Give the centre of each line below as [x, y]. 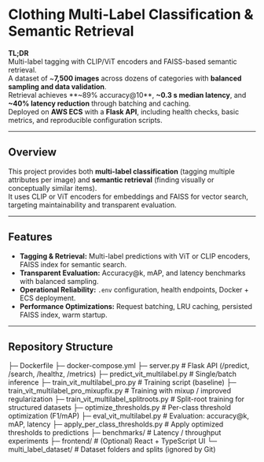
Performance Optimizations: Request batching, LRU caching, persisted [136, 306]
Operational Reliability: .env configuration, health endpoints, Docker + [134, 289]
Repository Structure [61, 346]
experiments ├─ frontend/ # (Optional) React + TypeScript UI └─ [113, 441]
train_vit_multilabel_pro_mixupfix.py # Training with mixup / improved [120, 391]
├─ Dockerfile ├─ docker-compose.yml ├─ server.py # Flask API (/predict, [129, 366]
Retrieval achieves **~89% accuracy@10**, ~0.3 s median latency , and [127, 95]
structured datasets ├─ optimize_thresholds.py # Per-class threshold [120, 408]
